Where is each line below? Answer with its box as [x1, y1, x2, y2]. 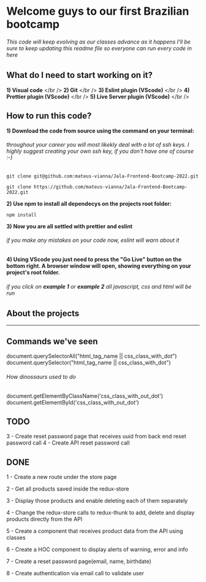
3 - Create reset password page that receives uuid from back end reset [6, 433, 186, 440]
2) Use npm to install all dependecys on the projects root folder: [6, 200, 172, 207]
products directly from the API [6, 516, 83, 523]
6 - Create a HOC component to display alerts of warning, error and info [6, 546, 188, 553]
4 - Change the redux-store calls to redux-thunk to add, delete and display [6, 509, 195, 516]
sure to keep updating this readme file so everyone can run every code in [6, 44, 192, 52]
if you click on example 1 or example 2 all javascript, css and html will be [6, 282, 192, 290]
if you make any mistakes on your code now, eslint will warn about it [6, 236, 180, 244]
